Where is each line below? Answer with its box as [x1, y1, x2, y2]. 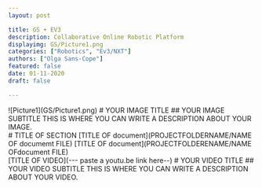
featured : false [8, 62, 61, 71]
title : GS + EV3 [8, 25, 61, 34]
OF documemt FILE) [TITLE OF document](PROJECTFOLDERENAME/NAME [8, 138, 253, 148]
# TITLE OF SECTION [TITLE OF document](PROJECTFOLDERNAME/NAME [8, 131, 253, 140]
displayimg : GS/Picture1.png [8, 40, 104, 48]
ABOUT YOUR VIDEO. [8, 172, 78, 182]
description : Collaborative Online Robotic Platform [8, 33, 184, 41]
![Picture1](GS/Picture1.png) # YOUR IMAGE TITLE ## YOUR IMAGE [8, 105, 225, 115]
